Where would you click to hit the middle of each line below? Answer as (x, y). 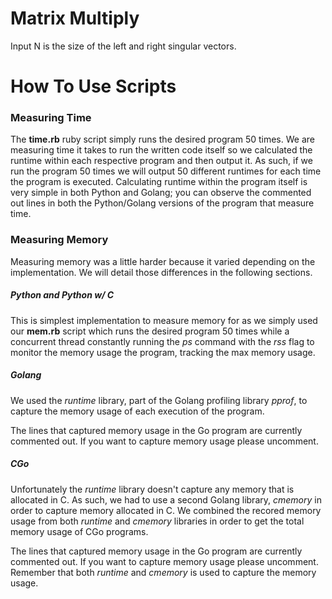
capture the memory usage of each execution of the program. (137, 411)
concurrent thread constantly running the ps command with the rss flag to (162, 341)
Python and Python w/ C (62, 295)
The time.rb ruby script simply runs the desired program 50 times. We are (162, 139)
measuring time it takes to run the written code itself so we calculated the (161, 150)
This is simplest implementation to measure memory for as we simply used (164, 320)
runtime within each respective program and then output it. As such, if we (161, 161)
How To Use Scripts (93, 86)
